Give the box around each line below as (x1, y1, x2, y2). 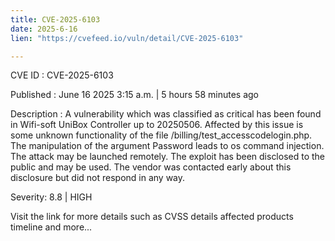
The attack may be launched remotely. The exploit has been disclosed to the (10, 151, 326, 163)
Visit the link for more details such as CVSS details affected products (10, 211, 294, 223)
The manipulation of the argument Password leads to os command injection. (10, 140, 325, 152)
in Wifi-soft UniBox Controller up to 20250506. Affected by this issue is (10, 119, 304, 131)
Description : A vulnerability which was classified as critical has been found (10, 108, 322, 120)
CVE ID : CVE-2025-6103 (10, 69, 114, 81)
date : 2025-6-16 (10, 24, 78, 34)
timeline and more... (10, 221, 93, 233)
